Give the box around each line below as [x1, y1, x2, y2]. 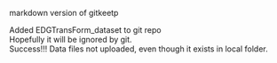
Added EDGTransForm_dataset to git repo [9, 25, 162, 35]
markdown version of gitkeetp [9, 8, 119, 18]
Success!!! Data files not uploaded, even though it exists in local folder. [9, 43, 268, 54]
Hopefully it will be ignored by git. [9, 35, 132, 44]
